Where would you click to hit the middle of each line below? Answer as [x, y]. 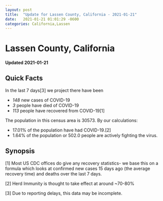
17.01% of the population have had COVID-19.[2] [62, 130]
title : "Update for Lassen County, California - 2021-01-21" [71, 14]
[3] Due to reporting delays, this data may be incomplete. [64, 193]
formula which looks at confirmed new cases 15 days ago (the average [78, 168]
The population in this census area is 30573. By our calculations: [72, 120]
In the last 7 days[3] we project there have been [54, 90]
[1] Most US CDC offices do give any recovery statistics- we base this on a [82, 163]
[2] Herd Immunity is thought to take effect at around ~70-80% [70, 183]
